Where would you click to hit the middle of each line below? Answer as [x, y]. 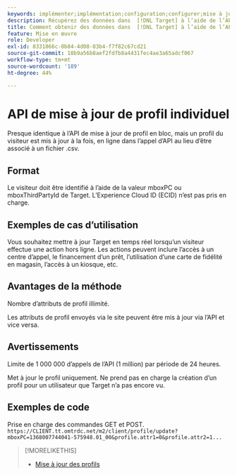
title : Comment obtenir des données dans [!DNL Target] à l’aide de [112, 27]
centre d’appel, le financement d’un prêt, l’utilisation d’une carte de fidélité [115, 257]
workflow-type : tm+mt [39, 60]
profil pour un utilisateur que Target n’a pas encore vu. [86, 385]
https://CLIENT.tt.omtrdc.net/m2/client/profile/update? [93, 431]
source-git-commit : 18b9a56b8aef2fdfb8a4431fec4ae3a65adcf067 [101, 54]
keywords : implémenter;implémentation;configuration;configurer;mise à [115, 14]
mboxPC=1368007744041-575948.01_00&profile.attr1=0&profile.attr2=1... [115, 437]
